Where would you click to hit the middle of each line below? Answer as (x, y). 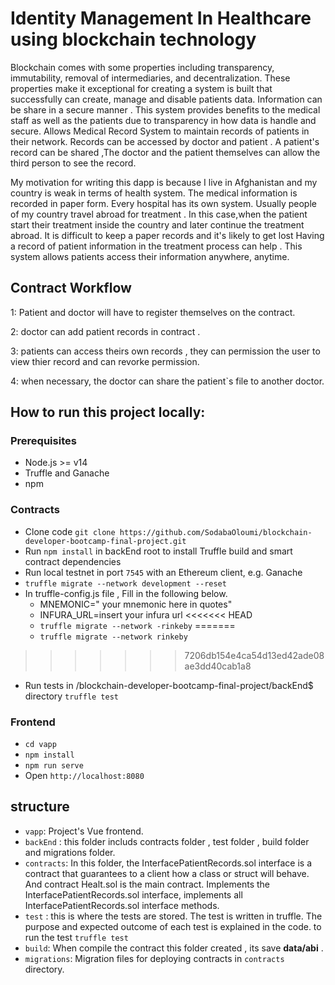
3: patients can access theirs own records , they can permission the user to (165, 351)
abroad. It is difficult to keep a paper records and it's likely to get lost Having (167, 235)
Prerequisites (43, 441)
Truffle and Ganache (67, 473)
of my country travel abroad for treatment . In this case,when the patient (159, 214)
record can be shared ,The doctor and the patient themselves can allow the (165, 152)
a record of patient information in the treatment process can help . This (156, 246)
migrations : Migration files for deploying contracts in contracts (154, 958)
